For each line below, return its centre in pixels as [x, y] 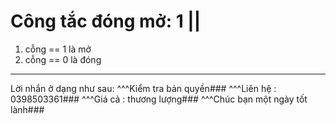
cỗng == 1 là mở [58, 49]
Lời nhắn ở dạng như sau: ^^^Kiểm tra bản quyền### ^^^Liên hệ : [143, 88]
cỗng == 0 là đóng [63, 59]
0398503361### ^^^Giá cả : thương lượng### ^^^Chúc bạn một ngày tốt [159, 99]
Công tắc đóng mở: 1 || [106, 21]
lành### [27, 109]
